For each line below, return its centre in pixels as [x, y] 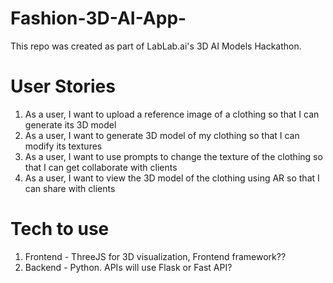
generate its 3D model [70, 124]
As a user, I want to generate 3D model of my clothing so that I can [162, 135]
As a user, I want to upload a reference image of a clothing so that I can [172, 114]
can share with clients [70, 188]
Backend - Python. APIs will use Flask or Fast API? [128, 267]
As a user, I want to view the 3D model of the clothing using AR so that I [172, 178]
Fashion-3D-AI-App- [98, 18]
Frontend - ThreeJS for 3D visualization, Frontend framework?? [155, 256]
